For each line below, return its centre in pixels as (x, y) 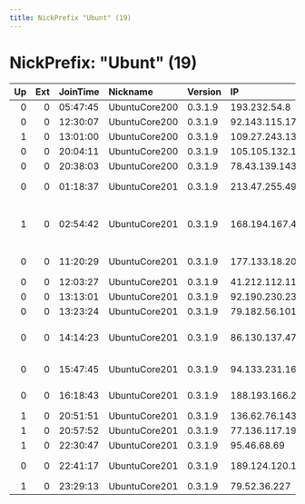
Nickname (131, 92)
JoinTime (79, 92)
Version (205, 92)
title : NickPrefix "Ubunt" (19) (70, 18)
